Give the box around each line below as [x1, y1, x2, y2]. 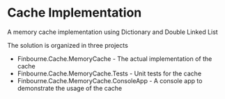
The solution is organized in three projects [7, 41, 129, 49]
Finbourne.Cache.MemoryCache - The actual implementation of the [17, 54, 212, 63]
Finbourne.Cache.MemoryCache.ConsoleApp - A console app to [17, 76, 203, 84]
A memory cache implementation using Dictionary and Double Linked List [7, 28, 218, 36]
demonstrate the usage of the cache [17, 84, 123, 92]
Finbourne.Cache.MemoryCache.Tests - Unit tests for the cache [17, 69, 202, 78]
